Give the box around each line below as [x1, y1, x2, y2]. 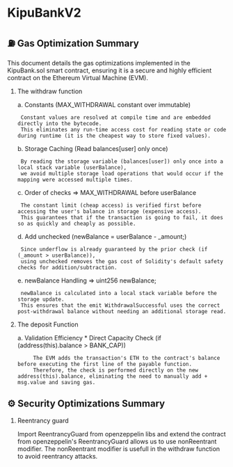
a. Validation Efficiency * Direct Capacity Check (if [17, 334, 162, 342]
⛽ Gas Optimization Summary [7, 37, 139, 49]
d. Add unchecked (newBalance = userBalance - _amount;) [17, 232, 187, 241]
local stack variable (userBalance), [17, 164, 127, 171]
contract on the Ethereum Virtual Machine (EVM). [7, 74, 148, 81]
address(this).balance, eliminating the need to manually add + [17, 373, 208, 380]
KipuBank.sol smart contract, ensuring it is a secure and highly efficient [7, 66, 212, 74]
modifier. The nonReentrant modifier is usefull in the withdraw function [17, 444, 220, 453]
